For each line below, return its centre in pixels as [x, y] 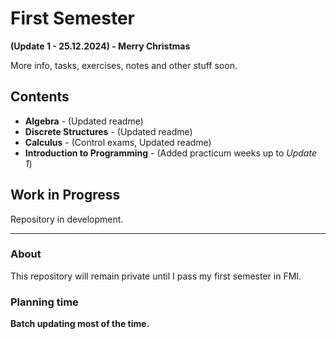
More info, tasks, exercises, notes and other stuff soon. [124, 65]
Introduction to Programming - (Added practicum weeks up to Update [170, 153]
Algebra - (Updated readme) [84, 121]
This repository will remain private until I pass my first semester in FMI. [156, 276]
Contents [40, 97]
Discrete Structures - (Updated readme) [108, 131]
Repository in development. [67, 219]
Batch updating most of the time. [80, 324]
